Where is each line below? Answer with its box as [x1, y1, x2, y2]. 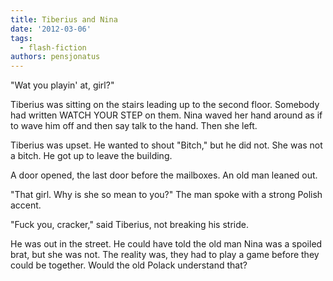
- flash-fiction [19, 42, 87, 53]
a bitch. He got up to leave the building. [10, 150, 173, 162]
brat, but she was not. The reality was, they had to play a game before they [10, 249, 320, 261]
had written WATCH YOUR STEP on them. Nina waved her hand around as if [10, 109, 323, 121]
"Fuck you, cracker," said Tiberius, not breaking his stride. [10, 219, 249, 231]
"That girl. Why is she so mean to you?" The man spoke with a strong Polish [10, 189, 323, 201]
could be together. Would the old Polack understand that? [10, 259, 248, 271]
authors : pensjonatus [10, 52, 101, 62]
